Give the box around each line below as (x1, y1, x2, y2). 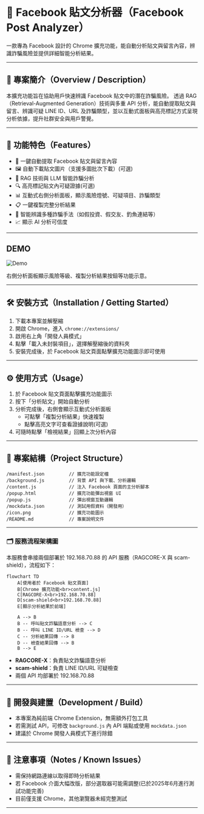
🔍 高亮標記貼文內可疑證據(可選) (15, 182, 95, 189)
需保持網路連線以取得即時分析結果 (15, 772, 101, 779)
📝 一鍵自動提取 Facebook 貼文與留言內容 (15, 157, 117, 165)
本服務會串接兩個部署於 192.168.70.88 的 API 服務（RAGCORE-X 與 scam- (6, 554, 191, 561)
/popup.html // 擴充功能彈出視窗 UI (6, 490, 121, 496)
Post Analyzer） (6, 21, 90, 35)
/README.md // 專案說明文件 (6, 516, 104, 522)
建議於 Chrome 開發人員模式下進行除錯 (15, 730, 114, 737)
